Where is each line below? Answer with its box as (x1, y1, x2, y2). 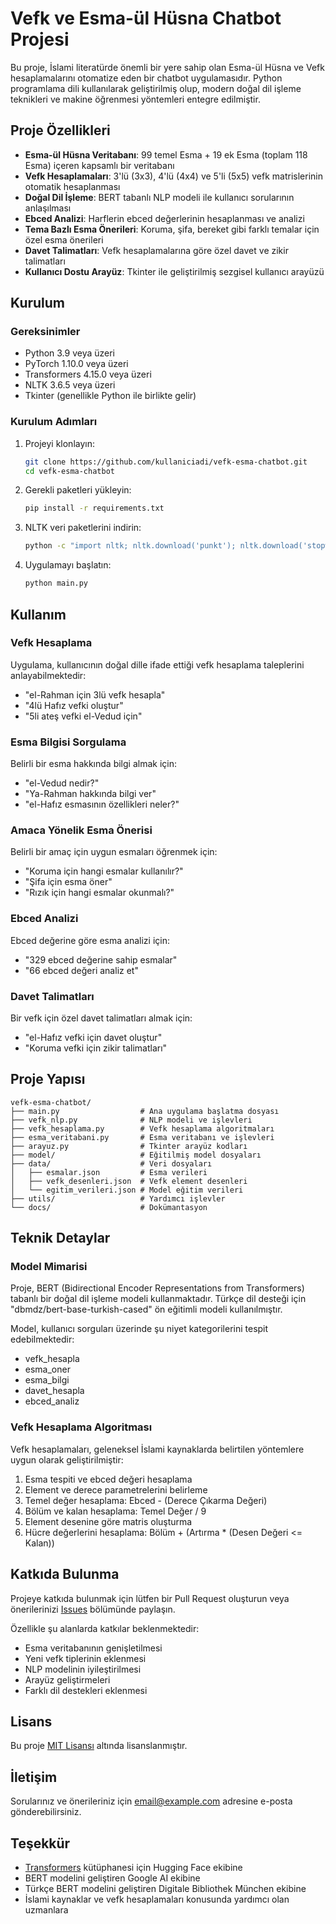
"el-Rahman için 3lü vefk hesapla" (24, 688, 166, 701)
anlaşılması (24, 202, 72, 214)
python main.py (24, 578, 89, 589)
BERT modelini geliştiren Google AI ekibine (24, 1872, 201, 1884)
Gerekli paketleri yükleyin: (24, 484, 132, 496)
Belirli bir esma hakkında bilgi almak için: (10, 758, 177, 770)
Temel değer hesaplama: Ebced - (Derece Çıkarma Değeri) (24, 1494, 268, 1506)
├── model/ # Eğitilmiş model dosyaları (10, 1150, 262, 1160)
